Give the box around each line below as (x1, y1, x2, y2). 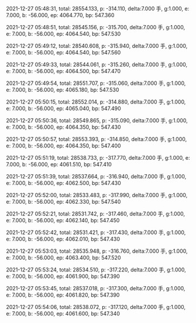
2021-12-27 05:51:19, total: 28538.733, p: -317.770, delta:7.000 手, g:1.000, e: (6, 154, 190, 161)
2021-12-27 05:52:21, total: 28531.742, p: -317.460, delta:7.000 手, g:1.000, (6, 210, 185, 217)
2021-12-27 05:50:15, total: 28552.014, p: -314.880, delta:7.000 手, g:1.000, (6, 98, 186, 105)
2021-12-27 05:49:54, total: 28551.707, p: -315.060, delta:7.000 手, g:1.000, (6, 80, 186, 87)
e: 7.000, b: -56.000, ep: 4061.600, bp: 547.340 (6, 310, 120, 317)
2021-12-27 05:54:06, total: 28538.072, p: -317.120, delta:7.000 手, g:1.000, (6, 304, 186, 310)
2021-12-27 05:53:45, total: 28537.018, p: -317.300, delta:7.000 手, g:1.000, (6, 285, 185, 291)
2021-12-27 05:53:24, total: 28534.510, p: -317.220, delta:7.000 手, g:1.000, (6, 266, 186, 273)
